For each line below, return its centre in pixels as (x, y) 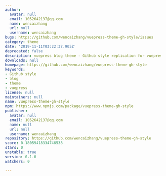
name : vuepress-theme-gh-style (37, 102)
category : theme (22, 42)
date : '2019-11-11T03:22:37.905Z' (41, 46)
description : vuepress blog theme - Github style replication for (75, 56)
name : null (21, 125)
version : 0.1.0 (21, 157)
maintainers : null (24, 97)
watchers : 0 (17, 161)
